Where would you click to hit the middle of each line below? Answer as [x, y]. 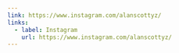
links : [18, 23]
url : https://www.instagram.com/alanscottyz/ [97, 37]
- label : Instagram [46, 30]
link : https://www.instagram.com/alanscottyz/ [84, 15]
